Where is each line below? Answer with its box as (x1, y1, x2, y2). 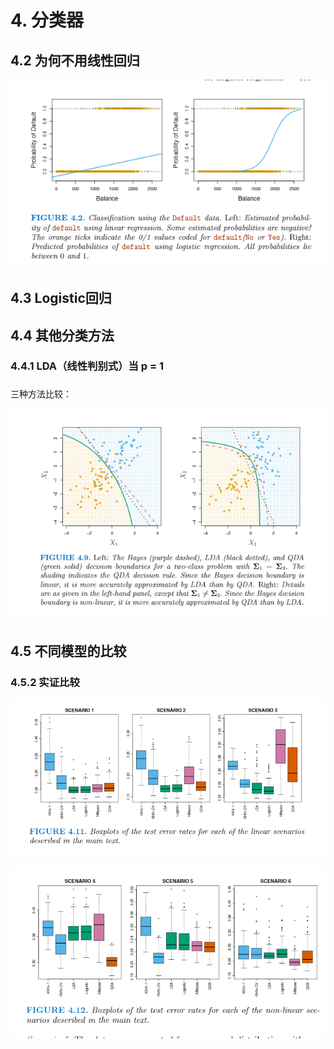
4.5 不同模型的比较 (10, 642, 127, 660)
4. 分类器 (10, 9, 85, 32)
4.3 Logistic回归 (10, 290, 112, 307)
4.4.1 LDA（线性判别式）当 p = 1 (10, 359, 164, 373)
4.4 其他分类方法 (10, 327, 115, 344)
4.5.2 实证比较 (10, 675, 80, 689)
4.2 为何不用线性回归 (10, 52, 140, 69)
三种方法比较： (10, 388, 72, 400)
